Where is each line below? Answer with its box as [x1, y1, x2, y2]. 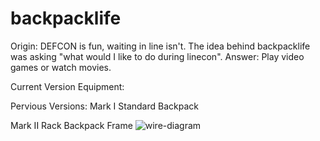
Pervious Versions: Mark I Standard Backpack [10, 100, 199, 112]
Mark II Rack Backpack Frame [10, 119, 133, 131]
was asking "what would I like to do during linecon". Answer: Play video [10, 50, 305, 62]
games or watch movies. [10, 61, 112, 73]
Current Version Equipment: [10, 80, 125, 92]
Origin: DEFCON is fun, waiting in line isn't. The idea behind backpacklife [10, 40, 311, 52]
